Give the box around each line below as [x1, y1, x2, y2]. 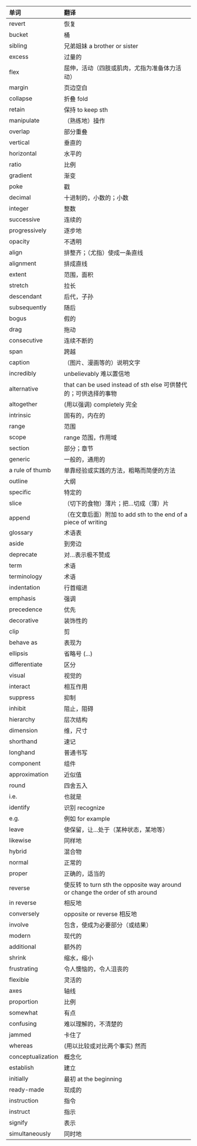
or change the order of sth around [63, 889, 157, 896]
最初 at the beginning [63, 1075, 122, 1083]
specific [9, 488, 31, 496]
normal [9, 859, 29, 866]
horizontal [9, 150, 37, 157]
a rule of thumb [9, 466, 52, 474]
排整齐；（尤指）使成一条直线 [63, 249, 144, 257]
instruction [9, 1097, 39, 1104]
